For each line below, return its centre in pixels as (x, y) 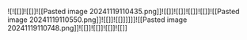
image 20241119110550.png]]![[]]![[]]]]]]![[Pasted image (97, 20)
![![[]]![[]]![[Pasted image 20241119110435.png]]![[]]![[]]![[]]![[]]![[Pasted (123, 11)
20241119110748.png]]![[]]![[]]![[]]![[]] (68, 28)
